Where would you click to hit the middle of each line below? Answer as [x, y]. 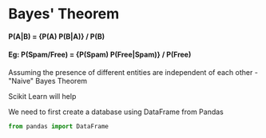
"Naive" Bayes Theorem [48, 81]
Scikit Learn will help [42, 96]
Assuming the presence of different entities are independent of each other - [133, 72]
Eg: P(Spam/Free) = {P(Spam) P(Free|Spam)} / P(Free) [100, 55]
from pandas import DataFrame [59, 126]
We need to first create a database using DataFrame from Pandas [116, 112]
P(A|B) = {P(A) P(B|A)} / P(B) [57, 36]
